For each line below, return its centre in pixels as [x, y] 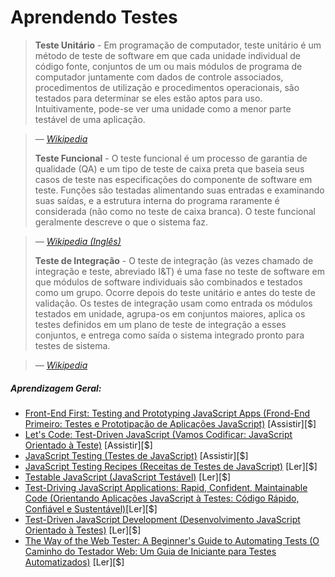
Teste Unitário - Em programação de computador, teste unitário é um [178, 45]
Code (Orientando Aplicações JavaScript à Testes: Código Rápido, [162, 498]
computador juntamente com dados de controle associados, [159, 77]
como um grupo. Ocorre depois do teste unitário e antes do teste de [175, 292]
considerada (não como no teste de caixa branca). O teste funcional [175, 211]
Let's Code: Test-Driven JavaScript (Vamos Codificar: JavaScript [158, 434]
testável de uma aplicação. [90, 119]
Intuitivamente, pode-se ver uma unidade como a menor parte [163, 108]
